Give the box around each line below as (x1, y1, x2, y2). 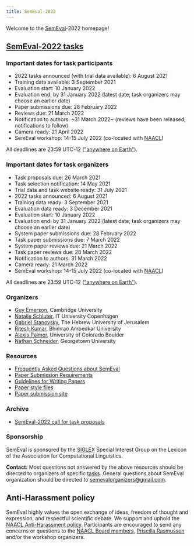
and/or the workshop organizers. (6, 533, 85, 540)
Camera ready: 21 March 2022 (14, 261, 88, 268)
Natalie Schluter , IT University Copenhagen (14, 313, 118, 320)
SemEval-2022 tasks (6, 42, 84, 51)
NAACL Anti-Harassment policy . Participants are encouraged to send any (6, 521, 182, 528)
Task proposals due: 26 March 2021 (14, 174, 101, 181)
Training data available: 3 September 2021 (14, 78, 116, 85)
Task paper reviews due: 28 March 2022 (14, 248, 112, 255)
